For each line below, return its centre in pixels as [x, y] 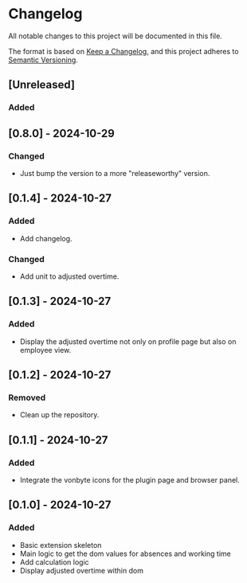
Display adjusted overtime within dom [81, 570]
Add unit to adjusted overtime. [69, 276]
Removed [27, 397]
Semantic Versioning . [43, 60]
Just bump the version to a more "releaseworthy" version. [115, 173]
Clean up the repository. [59, 415]
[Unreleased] [42, 85]
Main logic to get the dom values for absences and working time [125, 554]
